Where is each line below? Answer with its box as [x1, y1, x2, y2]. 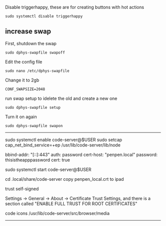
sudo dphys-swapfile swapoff [5, 50, 65, 55]
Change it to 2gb [5, 77, 40, 83]
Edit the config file [5, 59, 42, 65]
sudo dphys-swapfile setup [5, 105, 61, 110]
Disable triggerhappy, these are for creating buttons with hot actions [5, 4, 144, 10]
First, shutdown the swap [5, 40, 57, 46]
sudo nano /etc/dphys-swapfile [5, 68, 70, 74]
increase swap [5, 27, 51, 36]
